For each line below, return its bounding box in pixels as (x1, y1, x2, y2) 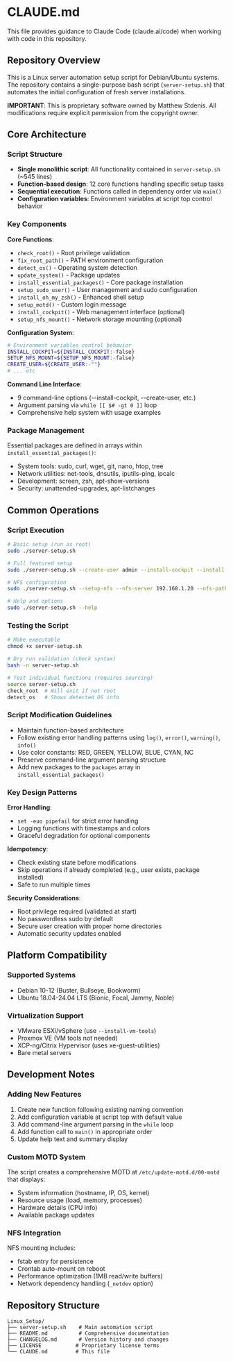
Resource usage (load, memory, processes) (17, 1196, 143, 1204)
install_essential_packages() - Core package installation (17, 278, 184, 286)
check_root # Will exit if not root (7, 687, 116, 694)
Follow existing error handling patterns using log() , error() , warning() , (17, 733, 221, 742)
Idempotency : (7, 844, 49, 853)
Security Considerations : (7, 893, 81, 902)
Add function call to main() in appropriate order (17, 1127, 153, 1136)
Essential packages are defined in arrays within (7, 441, 142, 450)
